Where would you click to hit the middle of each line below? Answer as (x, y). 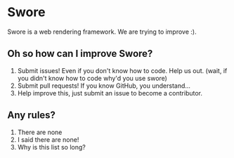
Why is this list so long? (51, 147)
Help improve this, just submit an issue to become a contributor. (110, 93)
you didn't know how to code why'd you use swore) (92, 78)
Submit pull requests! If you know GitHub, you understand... (104, 86)
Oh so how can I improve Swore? (80, 54)
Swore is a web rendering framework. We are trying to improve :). (102, 32)
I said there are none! (48, 139)
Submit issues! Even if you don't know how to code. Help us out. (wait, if (122, 70)
